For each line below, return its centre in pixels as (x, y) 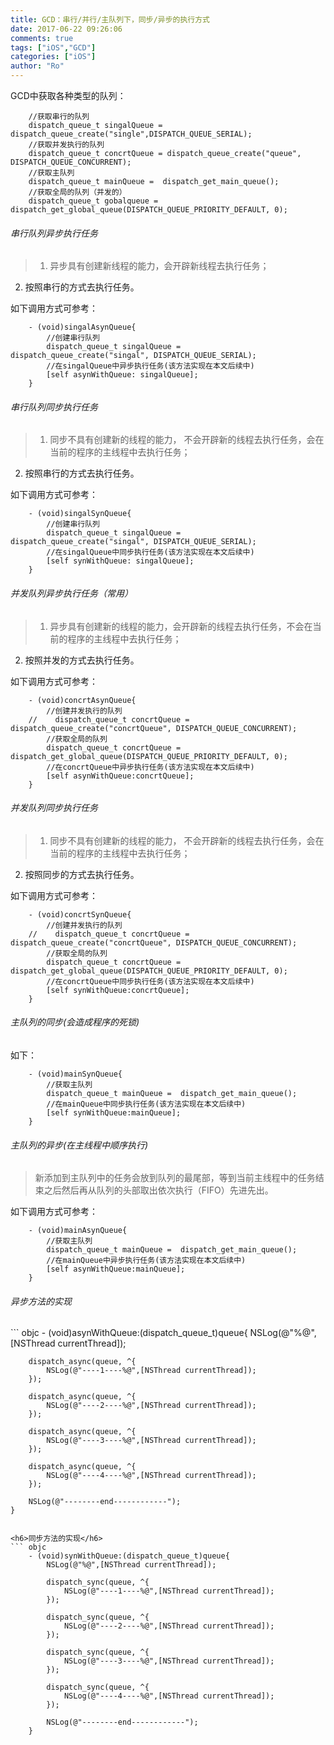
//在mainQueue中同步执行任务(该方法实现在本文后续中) (146, 1104)
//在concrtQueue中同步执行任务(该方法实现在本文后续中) (150, 981)
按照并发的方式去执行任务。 (82, 660)
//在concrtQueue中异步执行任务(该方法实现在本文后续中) (150, 767)
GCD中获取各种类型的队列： (68, 95)
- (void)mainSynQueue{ (75, 1074)
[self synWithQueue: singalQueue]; (120, 561)
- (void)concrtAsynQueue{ (82, 700)
